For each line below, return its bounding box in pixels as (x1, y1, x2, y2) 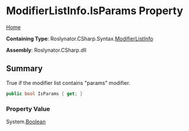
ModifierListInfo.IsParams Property (6, 4, 184, 18)
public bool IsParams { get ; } (6, 90, 83, 97)
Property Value (6, 104, 51, 113)
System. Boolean (6, 118, 46, 125)
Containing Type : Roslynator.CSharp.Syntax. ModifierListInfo (6, 35, 154, 42)
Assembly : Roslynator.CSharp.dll (6, 46, 87, 54)
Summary (6, 64, 43, 74)
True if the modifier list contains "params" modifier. (6, 79, 131, 86)
